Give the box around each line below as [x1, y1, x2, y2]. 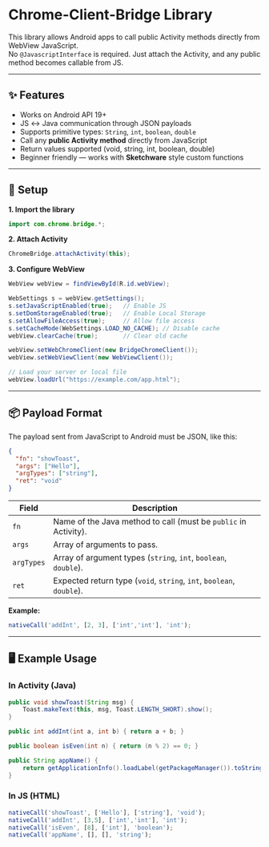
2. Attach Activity [8, 234, 68, 244]
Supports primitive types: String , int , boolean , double [19, 127, 196, 136]
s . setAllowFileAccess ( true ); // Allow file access [8, 317, 195, 325]
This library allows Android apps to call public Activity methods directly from [8, 32, 260, 42]
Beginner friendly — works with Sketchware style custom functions [19, 152, 244, 162]
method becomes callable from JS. [8, 58, 124, 67]
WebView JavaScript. [8, 40, 78, 50]
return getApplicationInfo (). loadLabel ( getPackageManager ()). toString [22, 764, 263, 772]
